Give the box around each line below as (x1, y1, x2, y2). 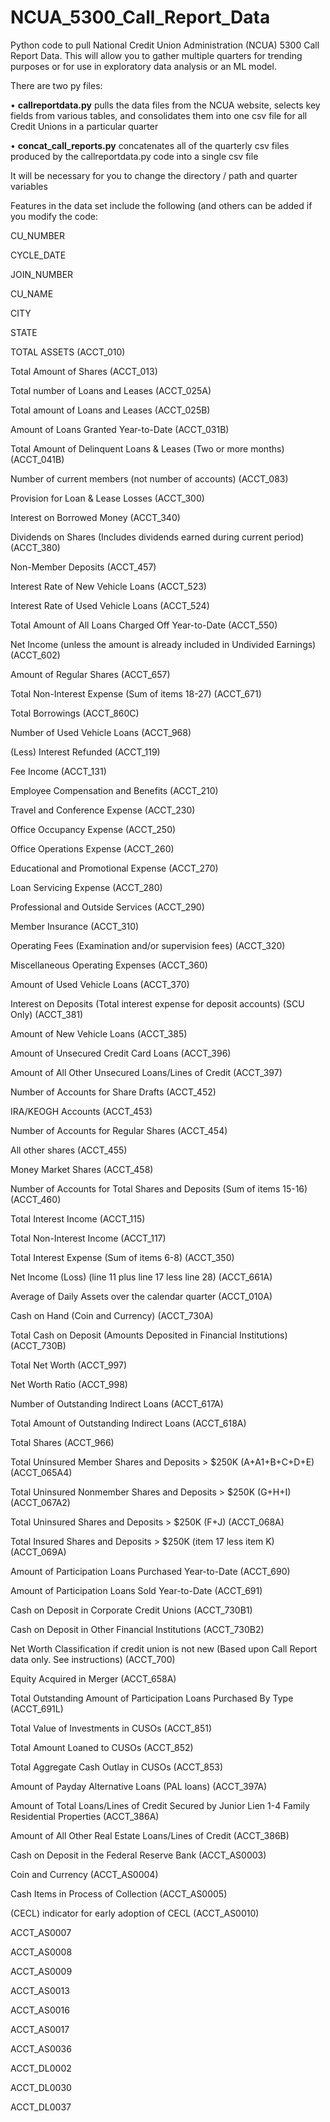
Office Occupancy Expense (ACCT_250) (10, 823, 177, 835)
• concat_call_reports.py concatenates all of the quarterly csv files (10, 139, 290, 151)
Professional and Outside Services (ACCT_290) (10, 901, 205, 913)
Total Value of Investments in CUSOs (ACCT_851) (10, 1722, 213, 1734)
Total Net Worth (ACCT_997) (10, 1359, 128, 1371)
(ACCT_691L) (10, 1702, 64, 1715)
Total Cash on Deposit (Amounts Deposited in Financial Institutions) (10, 1329, 288, 1341)
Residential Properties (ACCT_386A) (10, 1810, 160, 1822)
